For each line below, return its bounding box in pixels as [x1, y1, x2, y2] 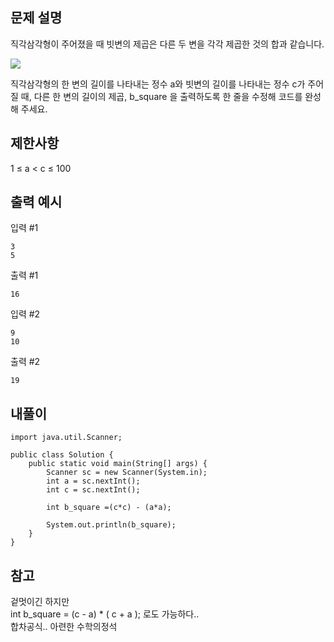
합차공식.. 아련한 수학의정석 [10, 621, 118, 633]
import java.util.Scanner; [10, 433, 123, 443]
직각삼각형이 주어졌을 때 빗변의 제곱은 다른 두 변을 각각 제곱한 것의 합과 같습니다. [10, 38, 325, 50]
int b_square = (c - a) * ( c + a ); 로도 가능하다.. [10, 608, 200, 620]
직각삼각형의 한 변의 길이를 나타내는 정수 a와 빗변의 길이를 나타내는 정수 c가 [10, 78, 306, 90]
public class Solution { [10, 450, 114, 460]
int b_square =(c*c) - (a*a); [46, 503, 172, 513]
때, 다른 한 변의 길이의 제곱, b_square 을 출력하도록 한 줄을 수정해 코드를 [20, 90, 303, 102]
